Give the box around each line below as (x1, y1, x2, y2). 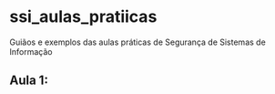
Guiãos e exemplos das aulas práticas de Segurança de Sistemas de (9, 37, 266, 47)
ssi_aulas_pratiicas (9, 6, 158, 27)
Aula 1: (9, 73, 48, 89)
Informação (9, 46, 53, 57)
